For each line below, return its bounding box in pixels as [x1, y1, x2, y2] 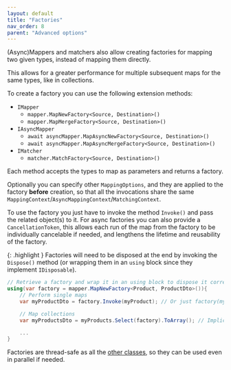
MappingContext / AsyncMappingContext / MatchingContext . [7, 195, 162, 204]
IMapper [16, 104, 39, 111]
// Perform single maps [19, 292, 88, 298]
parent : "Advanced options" [7, 29, 88, 36]
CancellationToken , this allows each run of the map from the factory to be [7, 223, 216, 231]
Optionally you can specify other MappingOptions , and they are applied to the [7, 180, 223, 189]
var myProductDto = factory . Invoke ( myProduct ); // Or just [19, 298, 192, 305]
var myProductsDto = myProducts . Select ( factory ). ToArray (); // [19, 317, 205, 324]
